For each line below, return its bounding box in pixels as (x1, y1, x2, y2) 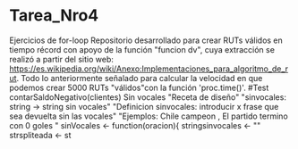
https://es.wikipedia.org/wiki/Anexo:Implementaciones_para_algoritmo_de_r (9, 63, 289, 74)
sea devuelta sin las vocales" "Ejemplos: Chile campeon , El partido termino (9, 111, 288, 121)
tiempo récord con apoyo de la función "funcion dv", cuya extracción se (9, 44, 276, 54)
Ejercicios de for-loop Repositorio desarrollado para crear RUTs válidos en (9, 35, 284, 46)
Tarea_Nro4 (9, 5, 99, 26)
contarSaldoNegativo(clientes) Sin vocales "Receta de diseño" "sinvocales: (9, 91, 286, 103)
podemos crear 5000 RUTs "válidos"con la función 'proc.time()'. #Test (9, 82, 269, 93)
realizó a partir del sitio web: (9, 54, 114, 64)
